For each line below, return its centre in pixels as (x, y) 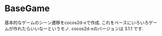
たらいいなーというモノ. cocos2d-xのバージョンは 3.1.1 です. (82, 28)
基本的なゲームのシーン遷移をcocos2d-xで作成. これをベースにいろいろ (77, 22)
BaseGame (27, 9)
